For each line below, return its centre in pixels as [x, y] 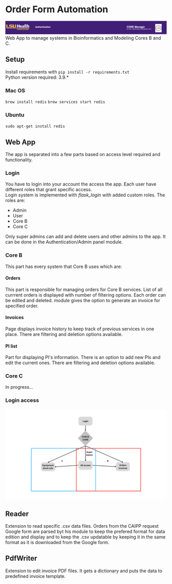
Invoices [15, 318]
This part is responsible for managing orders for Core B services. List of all [84, 289]
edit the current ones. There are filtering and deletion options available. [80, 363]
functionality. [19, 160]
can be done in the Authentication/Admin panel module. [64, 242]
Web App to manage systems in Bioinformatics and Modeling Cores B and [83, 38]
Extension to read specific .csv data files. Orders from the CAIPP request [82, 526]
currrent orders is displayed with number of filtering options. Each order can [86, 295]
